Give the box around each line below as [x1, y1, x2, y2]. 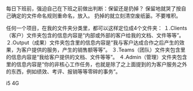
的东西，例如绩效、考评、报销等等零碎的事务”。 [6, 68, 121, 75]
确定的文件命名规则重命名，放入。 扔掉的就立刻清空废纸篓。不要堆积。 [10, 12, 181, 19]
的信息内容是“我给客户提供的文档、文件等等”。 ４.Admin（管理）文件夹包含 [6, 54, 188, 60]
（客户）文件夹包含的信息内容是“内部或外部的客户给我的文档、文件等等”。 [6, 32, 185, 39]
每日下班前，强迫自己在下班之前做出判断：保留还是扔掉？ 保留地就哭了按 [6, 5, 181, 12]
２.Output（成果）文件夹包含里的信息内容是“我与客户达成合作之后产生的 [6, 39, 180, 46]
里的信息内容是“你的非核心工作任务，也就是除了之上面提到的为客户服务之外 [6, 61, 188, 68]
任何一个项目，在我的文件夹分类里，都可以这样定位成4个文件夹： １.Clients [6, 25, 188, 31]
